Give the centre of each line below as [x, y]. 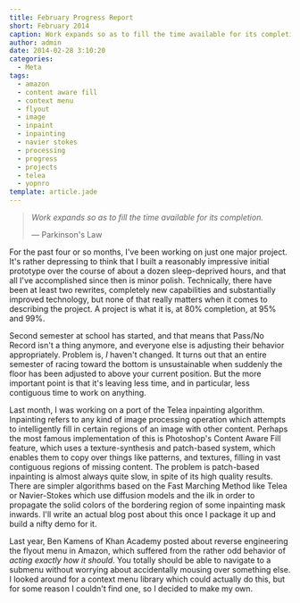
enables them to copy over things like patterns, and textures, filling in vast [145, 457]
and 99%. [27, 318]
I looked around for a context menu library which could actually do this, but [147, 579]
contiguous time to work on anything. [78, 393]
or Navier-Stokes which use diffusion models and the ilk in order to [132, 495]
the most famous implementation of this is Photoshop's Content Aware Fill [145, 438]
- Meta [29, 68]
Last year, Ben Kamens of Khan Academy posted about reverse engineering [149, 541]
